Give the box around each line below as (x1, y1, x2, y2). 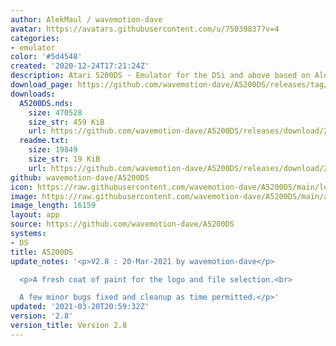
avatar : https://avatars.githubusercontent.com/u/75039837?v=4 (10, 24, 280, 34)
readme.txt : (19, 136, 70, 146)
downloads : (10, 89, 56, 99)
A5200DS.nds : (19, 98, 74, 108)
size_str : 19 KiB (28, 154, 101, 164)
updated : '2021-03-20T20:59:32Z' (10, 302, 150, 312)
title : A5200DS (10, 247, 74, 257)
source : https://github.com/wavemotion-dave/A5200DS (10, 219, 235, 230)
